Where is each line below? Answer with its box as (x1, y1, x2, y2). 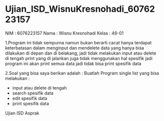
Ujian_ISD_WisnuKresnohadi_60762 (5, 3, 155, 15)
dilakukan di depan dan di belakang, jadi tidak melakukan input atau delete (5, 50, 157, 56)
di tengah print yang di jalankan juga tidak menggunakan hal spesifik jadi (5, 55, 153, 61)
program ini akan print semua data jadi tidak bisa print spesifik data (5, 60, 141, 66)
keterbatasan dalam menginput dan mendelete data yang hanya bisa (5, 45, 144, 51)
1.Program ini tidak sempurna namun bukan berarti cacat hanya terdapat (5, 39, 152, 45)
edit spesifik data (12, 95, 48, 101)
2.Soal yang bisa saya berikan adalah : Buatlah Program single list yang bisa (5, 70, 159, 76)
